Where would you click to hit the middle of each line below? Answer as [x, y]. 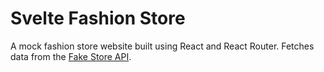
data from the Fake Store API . [71, 56]
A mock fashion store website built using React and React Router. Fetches [162, 46]
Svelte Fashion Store [98, 18]
